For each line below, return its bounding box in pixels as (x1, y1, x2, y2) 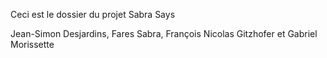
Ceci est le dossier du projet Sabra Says (10, 9, 176, 20)
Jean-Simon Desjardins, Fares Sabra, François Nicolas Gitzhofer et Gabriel (10, 28, 318, 39)
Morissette (10, 39, 55, 50)
